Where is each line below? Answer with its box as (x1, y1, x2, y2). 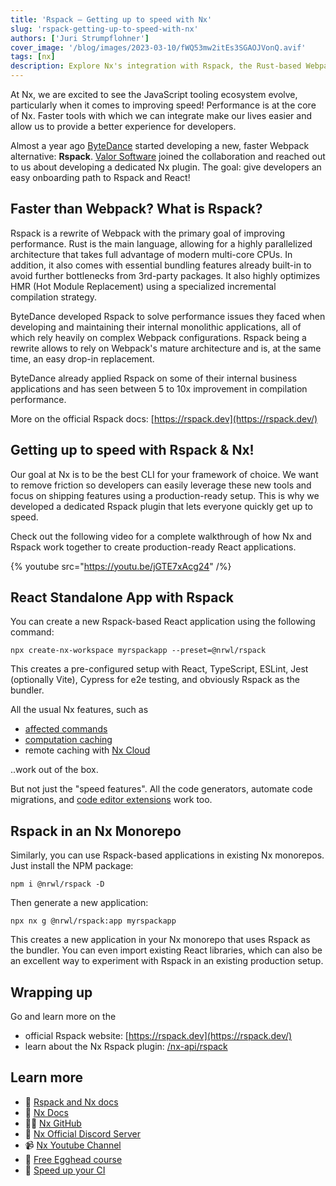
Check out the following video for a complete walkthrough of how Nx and (10, 530, 312, 542)
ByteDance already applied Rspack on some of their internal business (10, 372, 298, 384)
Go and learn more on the (10, 1011, 117, 1023)
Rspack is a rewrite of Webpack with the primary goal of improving (10, 227, 286, 239)
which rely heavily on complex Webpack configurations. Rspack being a (10, 331, 307, 343)
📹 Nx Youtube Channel (24, 1139, 122, 1151)
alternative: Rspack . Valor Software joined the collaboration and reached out (10, 151, 326, 162)
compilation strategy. (10, 291, 98, 303)
